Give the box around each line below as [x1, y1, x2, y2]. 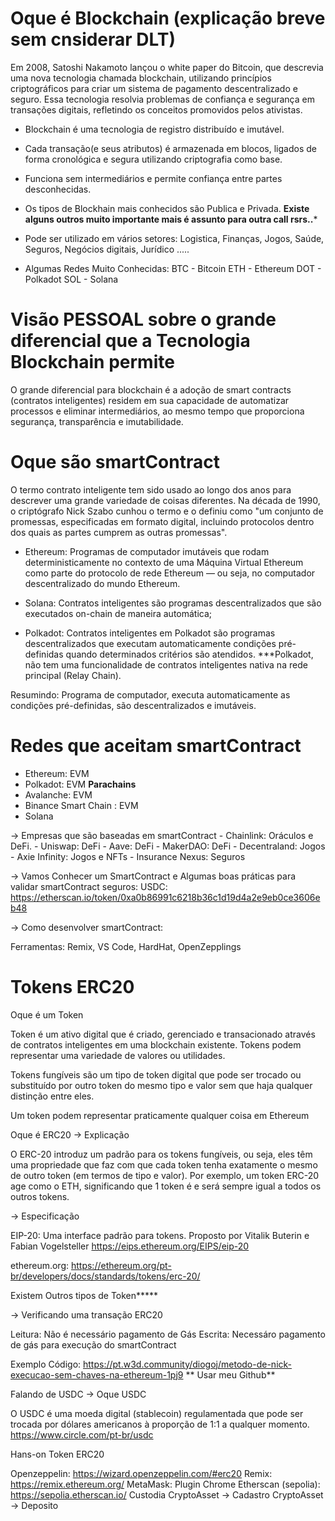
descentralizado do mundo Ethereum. [24, 577, 181, 589]
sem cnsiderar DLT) [10, 28, 177, 51]
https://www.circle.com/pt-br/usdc [10, 1428, 154, 1441]
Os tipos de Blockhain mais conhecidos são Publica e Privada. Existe [24, 202, 310, 214]
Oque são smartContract [10, 451, 220, 474]
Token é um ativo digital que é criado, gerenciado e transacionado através [10, 1028, 316, 1040]
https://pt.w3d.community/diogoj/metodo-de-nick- [83, 1358, 293, 1370]
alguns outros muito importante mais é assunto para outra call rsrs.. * [24, 213, 318, 225]
